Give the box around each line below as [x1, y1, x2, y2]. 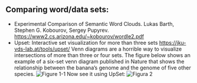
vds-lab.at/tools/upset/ [14, 45, 70, 52]
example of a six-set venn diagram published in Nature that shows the [14, 58, 185, 65]
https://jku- [159, 39, 186, 46]
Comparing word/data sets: [5, 5, 109, 15]
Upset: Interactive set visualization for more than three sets [14, 39, 158, 46]
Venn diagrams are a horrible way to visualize [71, 45, 182, 52]
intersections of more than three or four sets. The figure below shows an [14, 51, 191, 58]
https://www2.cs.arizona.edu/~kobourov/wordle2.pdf [14, 32, 145, 40]
